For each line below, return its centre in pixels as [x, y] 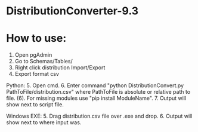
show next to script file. [35, 105]
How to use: [36, 39]
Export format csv [37, 74]
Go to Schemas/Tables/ [44, 62]
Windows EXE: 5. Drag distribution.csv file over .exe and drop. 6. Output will [99, 116]
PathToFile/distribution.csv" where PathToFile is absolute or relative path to [98, 92]
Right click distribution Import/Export [60, 67]
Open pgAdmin [33, 55]
